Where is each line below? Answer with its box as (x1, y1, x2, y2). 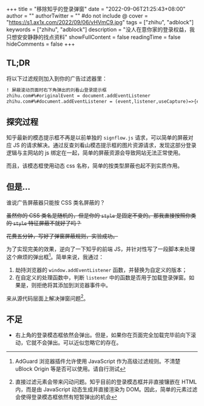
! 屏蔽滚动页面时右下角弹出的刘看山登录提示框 (6, 87, 107, 93)
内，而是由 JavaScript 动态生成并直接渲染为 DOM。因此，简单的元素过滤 (15, 386, 198, 393)
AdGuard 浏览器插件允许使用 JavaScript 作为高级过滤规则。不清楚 (15, 358, 181, 365)
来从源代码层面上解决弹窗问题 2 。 (6, 293, 89, 302)
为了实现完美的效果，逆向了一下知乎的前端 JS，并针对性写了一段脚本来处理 (6, 245, 195, 253)
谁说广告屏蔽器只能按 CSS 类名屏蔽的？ (6, 199, 106, 206)
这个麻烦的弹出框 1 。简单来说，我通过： (6, 252, 104, 261)
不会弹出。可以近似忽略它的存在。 (36, 339, 122, 346)
